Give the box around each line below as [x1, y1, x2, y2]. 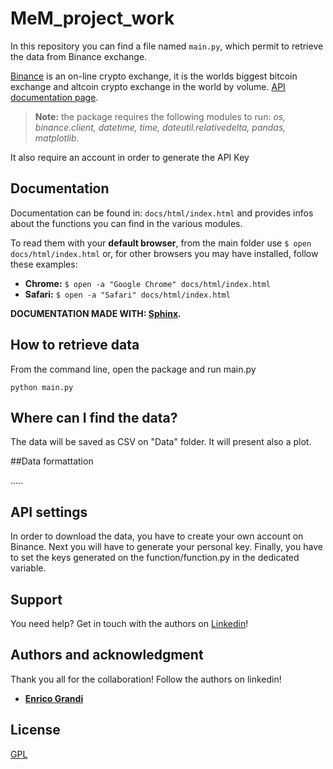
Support [10, 591, 63, 608]
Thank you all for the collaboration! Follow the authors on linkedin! [10, 673, 282, 685]
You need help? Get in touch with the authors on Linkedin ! [10, 618, 249, 629]
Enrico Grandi [24, 692, 84, 704]
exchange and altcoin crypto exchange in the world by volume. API [10, 80, 286, 92]
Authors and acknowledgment [10, 647, 204, 664]
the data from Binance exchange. [10, 50, 148, 62]
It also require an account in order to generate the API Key [10, 151, 250, 163]
